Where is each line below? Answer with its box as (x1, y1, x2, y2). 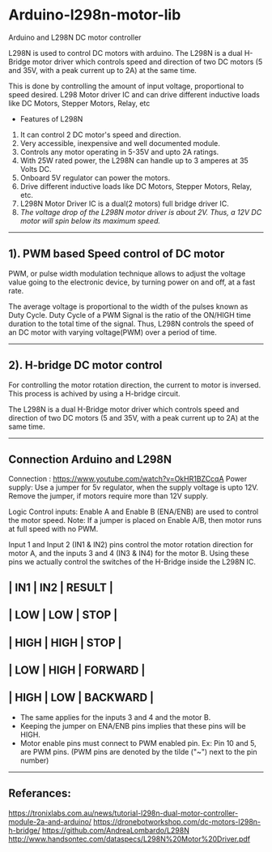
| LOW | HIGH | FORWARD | (8, 663, 146, 677)
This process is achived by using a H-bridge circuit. (8, 388, 181, 398)
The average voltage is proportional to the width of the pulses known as (8, 302, 249, 311)
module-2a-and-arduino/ (8, 816, 91, 826)
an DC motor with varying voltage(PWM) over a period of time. (8, 327, 217, 337)
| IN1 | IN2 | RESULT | (8, 580, 113, 594)
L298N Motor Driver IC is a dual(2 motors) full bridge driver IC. (19, 199, 229, 208)
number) (19, 756, 49, 765)
